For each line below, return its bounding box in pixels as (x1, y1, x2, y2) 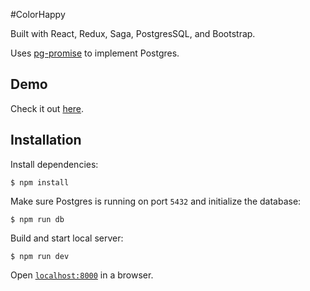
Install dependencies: (10, 158, 99, 170)
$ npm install (10, 177, 70, 188)
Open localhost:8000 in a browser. (10, 269, 154, 281)
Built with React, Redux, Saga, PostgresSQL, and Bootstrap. (10, 28, 256, 39)
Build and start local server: (10, 232, 124, 244)
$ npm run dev (10, 251, 70, 261)
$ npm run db (10, 214, 65, 224)
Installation (10, 132, 82, 149)
